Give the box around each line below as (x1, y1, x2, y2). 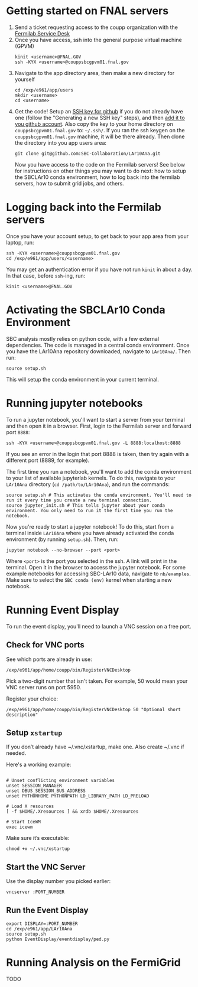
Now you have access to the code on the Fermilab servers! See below (14, 161, 185, 168)
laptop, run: (6, 239, 34, 246)
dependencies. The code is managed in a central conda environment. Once (6, 341, 190, 348)
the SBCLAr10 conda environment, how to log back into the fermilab (14, 173, 180, 181)
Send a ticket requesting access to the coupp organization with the (14, 24, 178, 31)
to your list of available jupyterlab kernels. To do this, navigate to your (6, 474, 176, 481)
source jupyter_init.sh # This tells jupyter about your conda (6, 502, 165, 509)
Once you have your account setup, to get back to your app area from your (6, 232, 189, 240)
